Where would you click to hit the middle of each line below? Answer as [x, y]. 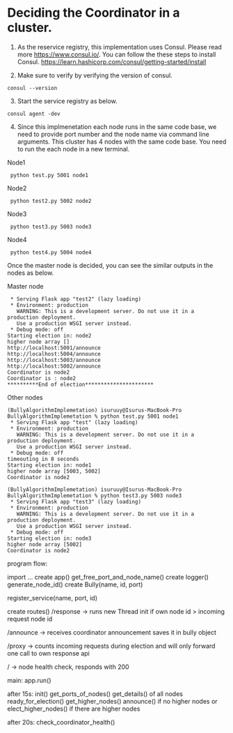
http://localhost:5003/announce [54, 360]
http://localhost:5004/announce [54, 354]
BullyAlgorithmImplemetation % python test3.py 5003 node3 [95, 496]
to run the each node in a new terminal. [73, 149]
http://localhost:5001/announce [54, 348]
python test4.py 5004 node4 [51, 252]
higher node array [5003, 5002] [54, 471]
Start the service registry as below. [67, 101]
